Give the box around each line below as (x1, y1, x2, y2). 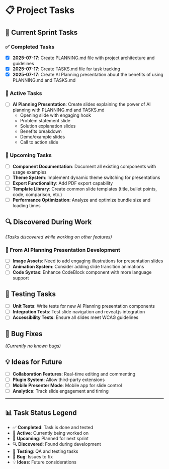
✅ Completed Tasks (5, 43, 55, 50)
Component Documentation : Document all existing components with (12, 163, 156, 169)
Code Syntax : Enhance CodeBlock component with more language (12, 269, 152, 275)
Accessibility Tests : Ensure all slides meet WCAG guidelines (12, 314, 139, 320)
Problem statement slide (20, 118, 70, 124)
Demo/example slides (20, 134, 65, 140)
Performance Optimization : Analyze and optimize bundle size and (12, 197, 151, 203)
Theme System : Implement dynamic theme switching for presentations (12, 174, 160, 180)
